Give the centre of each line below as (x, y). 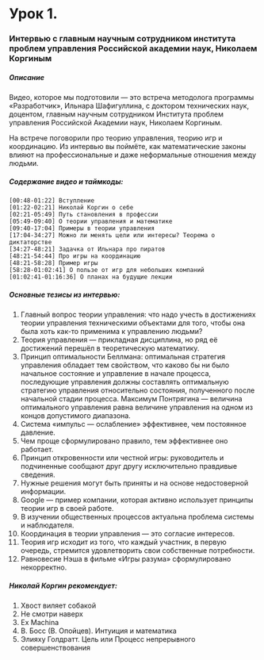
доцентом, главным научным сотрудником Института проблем (117, 114)
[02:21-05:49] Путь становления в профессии (84, 215)
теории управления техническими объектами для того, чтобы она (133, 323)
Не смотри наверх (52, 614)
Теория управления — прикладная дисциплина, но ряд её (119, 340)
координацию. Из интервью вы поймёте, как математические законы (128, 147)
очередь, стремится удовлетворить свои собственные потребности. (138, 551)
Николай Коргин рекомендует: (63, 585)
